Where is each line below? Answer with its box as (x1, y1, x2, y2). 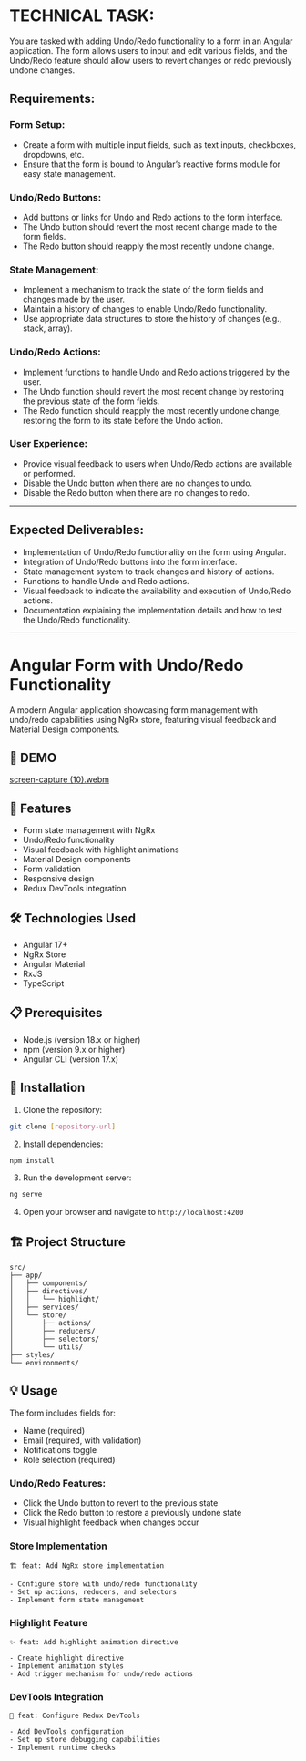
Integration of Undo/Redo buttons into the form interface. (22, 556, 238, 567)
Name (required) (22, 1425, 85, 1436)
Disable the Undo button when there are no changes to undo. (22, 478, 253, 489)
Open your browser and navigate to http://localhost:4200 (22, 1207, 244, 1218)
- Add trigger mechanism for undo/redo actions (9, 1669, 194, 1678)
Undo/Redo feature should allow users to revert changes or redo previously (9, 55, 293, 66)
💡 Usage (9, 1383, 58, 1399)
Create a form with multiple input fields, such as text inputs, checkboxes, (22, 139, 297, 150)
